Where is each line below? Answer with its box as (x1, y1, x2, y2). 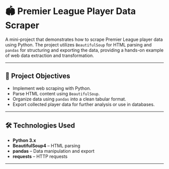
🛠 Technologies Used (5, 121, 75, 130)
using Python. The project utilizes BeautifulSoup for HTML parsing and (5, 41, 152, 47)
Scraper (5, 20, 39, 31)
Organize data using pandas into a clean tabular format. (12, 96, 127, 102)
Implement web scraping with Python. (12, 85, 92, 91)
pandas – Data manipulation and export (12, 148, 95, 154)
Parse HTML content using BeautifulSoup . (12, 90, 100, 96)
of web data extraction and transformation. (5, 52, 94, 59)
